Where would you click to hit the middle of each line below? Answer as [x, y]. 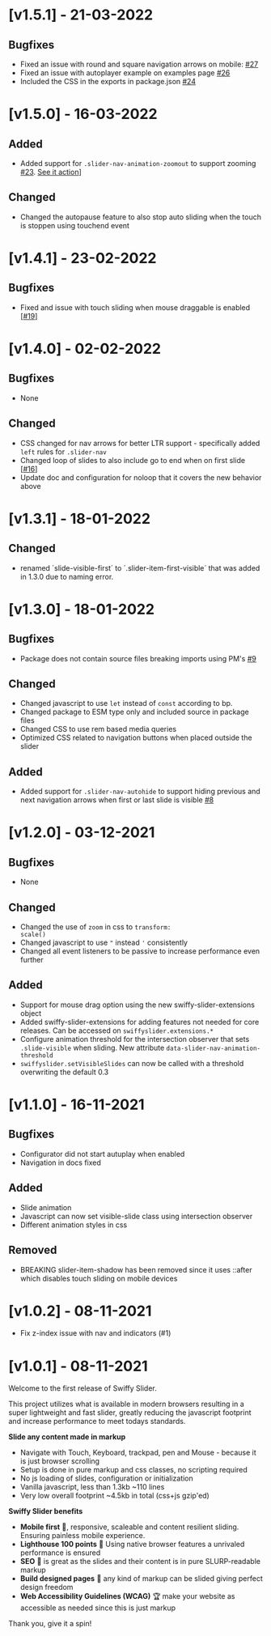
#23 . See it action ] [51, 172]
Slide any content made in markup [67, 1437]
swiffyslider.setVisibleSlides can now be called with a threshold [132, 1063]
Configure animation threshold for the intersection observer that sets [135, 1039]
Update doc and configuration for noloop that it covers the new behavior [141, 477]
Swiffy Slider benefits [46, 1511]
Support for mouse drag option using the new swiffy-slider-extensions [137, 1005]
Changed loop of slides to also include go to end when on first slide [132, 460]
